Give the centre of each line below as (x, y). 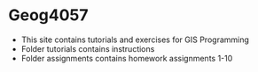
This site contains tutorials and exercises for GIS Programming (135, 40)
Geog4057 (49, 15)
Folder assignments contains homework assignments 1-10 (127, 58)
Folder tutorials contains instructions (88, 48)
